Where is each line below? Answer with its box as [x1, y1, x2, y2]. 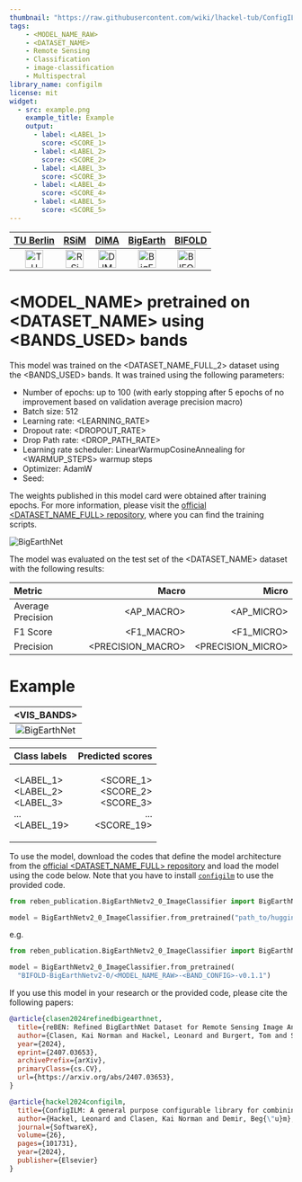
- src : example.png [17, 105, 91, 114]
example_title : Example [25, 113, 115, 122]
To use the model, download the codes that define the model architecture [9, 850, 281, 861]
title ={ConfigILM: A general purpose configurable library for [17, 1106, 259, 1115]
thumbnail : [9, 13, 50, 22]
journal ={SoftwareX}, [17, 1123, 99, 1132]
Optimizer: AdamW [22, 463, 93, 474]
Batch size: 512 [22, 405, 79, 416]
